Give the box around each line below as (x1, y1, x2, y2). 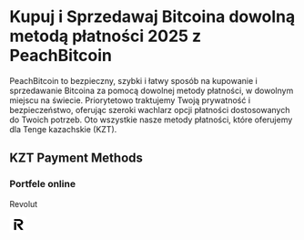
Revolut (9, 198, 38, 209)
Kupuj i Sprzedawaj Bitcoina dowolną (9, 6, 296, 27)
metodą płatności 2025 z (9, 26, 202, 47)
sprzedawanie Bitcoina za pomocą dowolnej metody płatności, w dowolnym (9, 85, 294, 96)
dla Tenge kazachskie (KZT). (9, 123, 117, 134)
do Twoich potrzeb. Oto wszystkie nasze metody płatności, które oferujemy (9, 114, 293, 125)
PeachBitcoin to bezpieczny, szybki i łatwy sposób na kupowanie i (9, 75, 258, 86)
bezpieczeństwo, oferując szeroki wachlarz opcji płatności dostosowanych (9, 104, 290, 115)
